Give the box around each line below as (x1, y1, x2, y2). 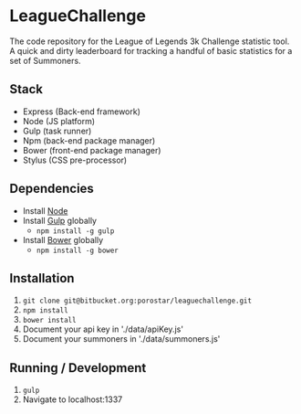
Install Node (22, 205, 68, 216)
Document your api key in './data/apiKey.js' (22, 324, 184, 334)
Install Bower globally (22, 234, 104, 245)
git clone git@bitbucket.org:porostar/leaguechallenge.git (22, 296, 253, 306)
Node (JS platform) (22, 115, 96, 126)
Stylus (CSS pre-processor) (22, 154, 128, 165)
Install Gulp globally (22, 215, 98, 226)
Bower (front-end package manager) (22, 144, 161, 155)
